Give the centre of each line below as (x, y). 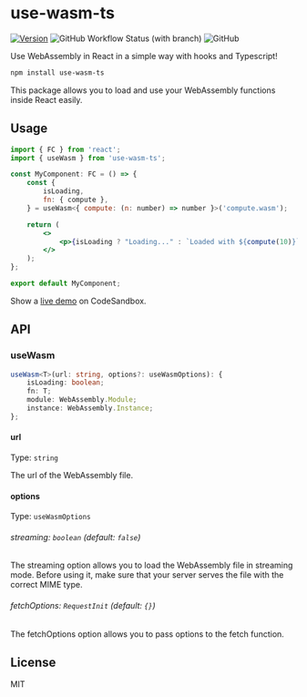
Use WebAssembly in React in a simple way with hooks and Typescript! (144, 56)
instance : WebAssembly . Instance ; (90, 408)
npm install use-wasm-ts (57, 72)
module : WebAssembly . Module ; (82, 400)
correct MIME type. (46, 585)
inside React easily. (46, 99)
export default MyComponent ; (66, 283)
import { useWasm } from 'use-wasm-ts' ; (88, 158)
